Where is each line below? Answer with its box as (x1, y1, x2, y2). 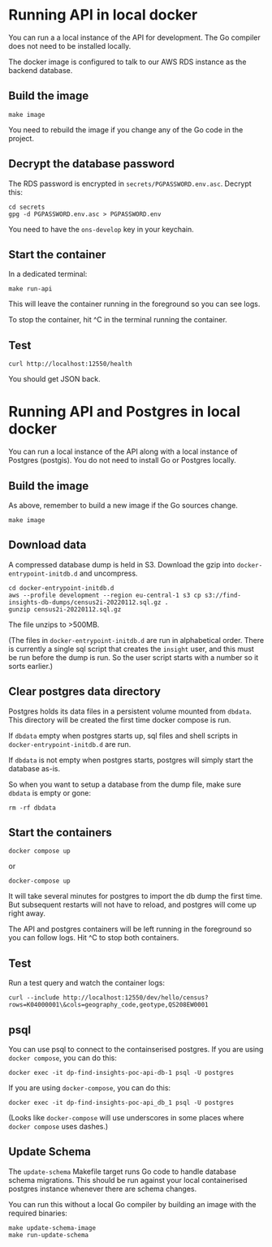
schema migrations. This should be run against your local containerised (8, 1175, 248, 1184)
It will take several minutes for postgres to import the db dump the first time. (8, 891, 263, 901)
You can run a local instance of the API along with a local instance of (8, 447, 238, 456)
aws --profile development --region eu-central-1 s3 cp (8, 591, 201, 599)
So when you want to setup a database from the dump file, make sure (8, 779, 242, 789)
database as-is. (8, 763, 61, 773)
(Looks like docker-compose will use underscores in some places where (8, 1113, 244, 1122)
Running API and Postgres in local (8, 403, 241, 421)
